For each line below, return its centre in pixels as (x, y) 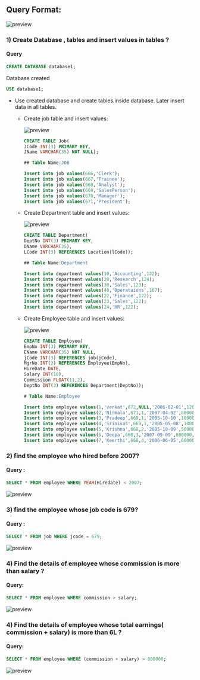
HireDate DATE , (42, 369)
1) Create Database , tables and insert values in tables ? (88, 39)
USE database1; (25, 89)
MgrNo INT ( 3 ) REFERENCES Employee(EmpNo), (77, 363)
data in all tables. (35, 106)
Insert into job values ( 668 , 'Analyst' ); (74, 185)
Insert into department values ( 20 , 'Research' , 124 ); (89, 279)
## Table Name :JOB (46, 163)
